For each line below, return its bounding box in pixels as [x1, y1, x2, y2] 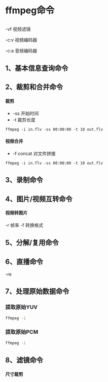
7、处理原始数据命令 [5, 287, 69, 296]
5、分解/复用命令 [5, 238, 59, 247]
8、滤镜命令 [5, 356, 43, 365]
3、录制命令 [5, 176, 43, 184]
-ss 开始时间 [12, 110, 39, 116]
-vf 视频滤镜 [5, 26, 31, 32]
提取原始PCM [5, 329, 39, 336]
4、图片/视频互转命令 [5, 195, 73, 203]
